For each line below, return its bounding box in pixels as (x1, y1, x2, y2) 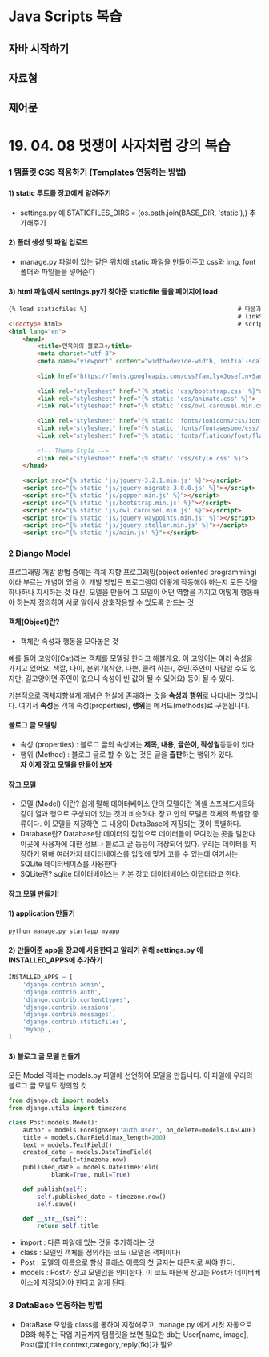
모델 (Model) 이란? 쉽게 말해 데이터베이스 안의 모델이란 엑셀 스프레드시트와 (19, 799, 255, 808)
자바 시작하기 (8, 42, 70, 55)
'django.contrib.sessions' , (22, 1003, 116, 1011)
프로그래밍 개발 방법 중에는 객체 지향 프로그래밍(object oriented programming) (8, 567, 258, 577)
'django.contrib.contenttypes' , (22, 995, 130, 1003)
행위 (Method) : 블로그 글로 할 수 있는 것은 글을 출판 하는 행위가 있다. (19, 749, 234, 759)
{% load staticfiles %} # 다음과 (8, 306, 262, 314)
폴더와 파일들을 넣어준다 (19, 266, 96, 277)
